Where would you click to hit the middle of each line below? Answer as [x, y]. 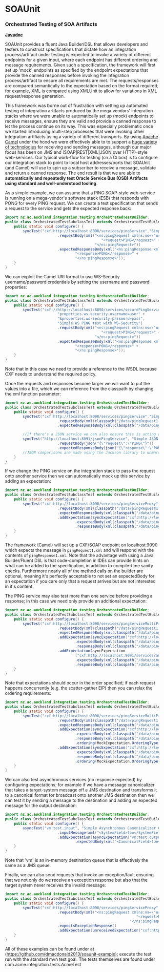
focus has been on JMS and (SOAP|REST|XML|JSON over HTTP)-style [76, 152]
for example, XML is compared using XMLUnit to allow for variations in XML [81, 91]
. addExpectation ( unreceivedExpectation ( [99, 931]
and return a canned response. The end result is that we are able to [73, 173]
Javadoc [14, 35]
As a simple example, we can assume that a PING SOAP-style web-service [80, 193]
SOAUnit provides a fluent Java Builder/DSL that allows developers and [76, 44]
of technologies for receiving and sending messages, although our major [78, 147]
